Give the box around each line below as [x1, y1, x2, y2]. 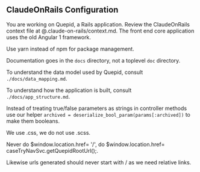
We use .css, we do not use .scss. [6, 129, 91, 136]
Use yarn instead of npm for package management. [6, 45, 134, 52]
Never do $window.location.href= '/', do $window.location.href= [6, 141, 165, 148]
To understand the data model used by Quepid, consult [6, 69, 143, 76]
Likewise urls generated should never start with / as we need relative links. [6, 159, 192, 166]
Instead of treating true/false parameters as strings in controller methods [6, 105, 187, 112]
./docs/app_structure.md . [6, 93, 70, 100]
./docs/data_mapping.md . [6, 75, 67, 82]
